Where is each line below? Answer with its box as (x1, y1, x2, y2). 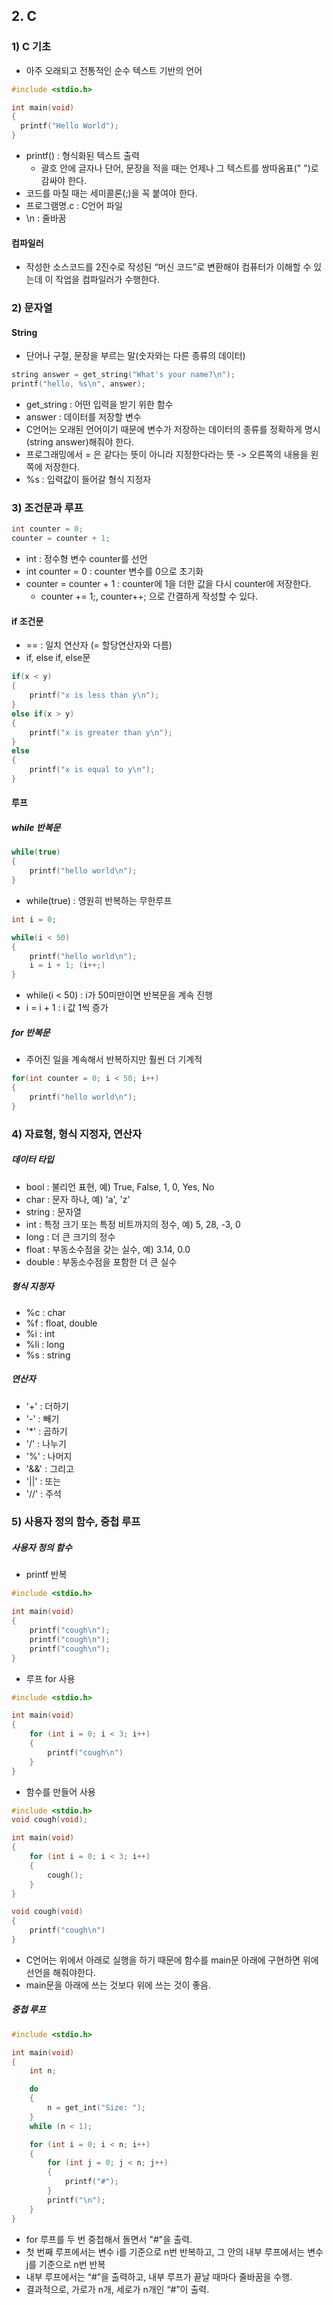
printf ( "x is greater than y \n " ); (29, 727, 173, 738)
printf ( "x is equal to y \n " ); (29, 765, 156, 775)
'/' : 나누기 (25, 1437, 67, 1449)
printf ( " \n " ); (47, 2195, 106, 2205)
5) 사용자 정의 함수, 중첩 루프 (11, 1515, 141, 1529)
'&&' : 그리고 (25, 1462, 74, 1474)
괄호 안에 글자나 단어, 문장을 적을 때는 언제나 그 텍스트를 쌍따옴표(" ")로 (40, 162, 319, 174)
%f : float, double (25, 1317, 98, 1329)
